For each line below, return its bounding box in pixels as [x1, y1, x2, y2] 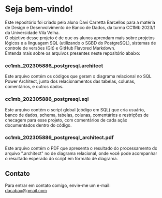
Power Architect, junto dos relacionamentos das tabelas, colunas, [5, 78, 135, 84]
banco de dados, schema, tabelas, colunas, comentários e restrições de [5, 112, 149, 118]
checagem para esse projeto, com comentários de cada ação [5, 117, 128, 123]
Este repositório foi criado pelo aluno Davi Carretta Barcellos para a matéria [5, 19, 156, 25]
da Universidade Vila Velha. [5, 30, 60, 35]
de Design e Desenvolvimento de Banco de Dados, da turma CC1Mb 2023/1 [5, 24, 156, 30]
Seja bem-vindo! [5, 3, 74, 15]
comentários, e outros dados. [5, 84, 64, 90]
